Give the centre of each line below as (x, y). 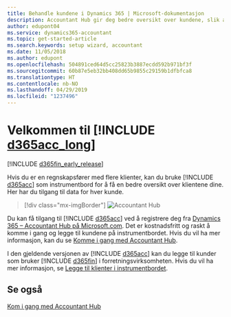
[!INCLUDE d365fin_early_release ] (55, 164)
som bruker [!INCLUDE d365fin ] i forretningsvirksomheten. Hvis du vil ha (110, 261)
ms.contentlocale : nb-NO (43, 84)
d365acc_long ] (52, 145)
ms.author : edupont (35, 58)
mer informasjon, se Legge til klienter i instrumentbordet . (88, 268)
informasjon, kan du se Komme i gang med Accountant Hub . (92, 240)
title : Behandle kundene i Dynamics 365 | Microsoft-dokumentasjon (106, 13)
